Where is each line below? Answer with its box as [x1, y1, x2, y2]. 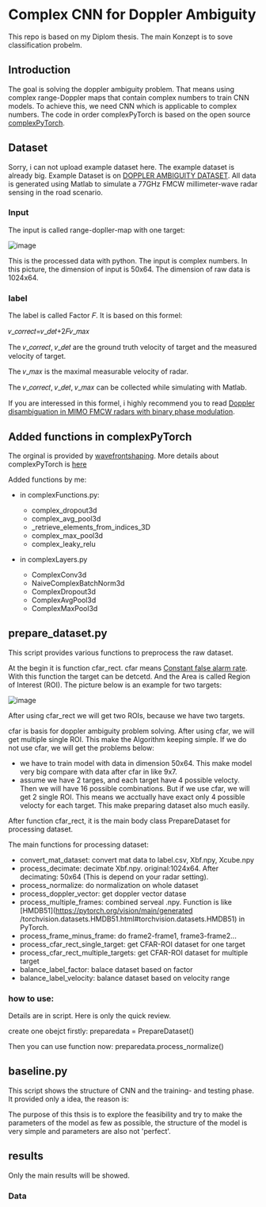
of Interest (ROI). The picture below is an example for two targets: [8, 680, 222, 690]
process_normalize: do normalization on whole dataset [19, 880, 199, 890]
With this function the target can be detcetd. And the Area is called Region [8, 671, 251, 681]
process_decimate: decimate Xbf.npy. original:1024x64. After [19, 863, 219, 873]
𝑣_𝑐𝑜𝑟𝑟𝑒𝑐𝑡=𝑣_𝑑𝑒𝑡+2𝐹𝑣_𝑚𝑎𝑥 [8, 327, 89, 336]
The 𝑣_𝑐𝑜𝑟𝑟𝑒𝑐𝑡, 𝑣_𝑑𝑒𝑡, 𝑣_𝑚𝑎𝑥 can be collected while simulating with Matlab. [8, 382, 247, 392]
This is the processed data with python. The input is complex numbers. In [8, 256, 248, 265]
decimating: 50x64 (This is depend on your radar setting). [19, 871, 209, 882]
